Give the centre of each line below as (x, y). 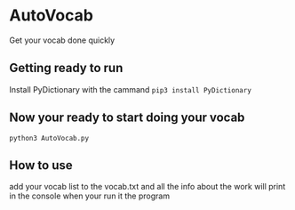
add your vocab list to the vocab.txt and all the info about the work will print (147, 187)
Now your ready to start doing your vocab (127, 118)
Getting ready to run (66, 68)
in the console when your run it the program (90, 196)
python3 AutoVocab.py (49, 138)
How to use (41, 165)
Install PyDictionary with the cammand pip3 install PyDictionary (130, 89)
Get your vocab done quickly (62, 40)
